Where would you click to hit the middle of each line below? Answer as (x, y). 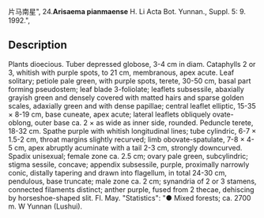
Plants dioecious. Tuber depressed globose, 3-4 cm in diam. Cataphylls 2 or (132, 64)
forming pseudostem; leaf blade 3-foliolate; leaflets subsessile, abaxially (126, 89)
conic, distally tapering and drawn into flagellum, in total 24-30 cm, (117, 172)
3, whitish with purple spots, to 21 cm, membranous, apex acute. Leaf (121, 72)
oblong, (21, 122)
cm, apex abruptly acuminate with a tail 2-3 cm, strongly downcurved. (128, 147)
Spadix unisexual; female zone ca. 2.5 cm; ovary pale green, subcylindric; (128, 156)
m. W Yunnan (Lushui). (45, 206)
